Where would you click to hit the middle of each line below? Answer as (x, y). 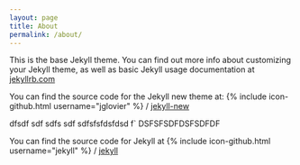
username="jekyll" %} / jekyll (64, 151)
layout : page (34, 18)
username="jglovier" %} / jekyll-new (122, 106)
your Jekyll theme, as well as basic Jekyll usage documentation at (132, 69)
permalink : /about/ (46, 34)
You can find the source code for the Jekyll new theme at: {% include (138, 96)
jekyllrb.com (32, 79)
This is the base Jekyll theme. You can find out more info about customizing (150, 60)
